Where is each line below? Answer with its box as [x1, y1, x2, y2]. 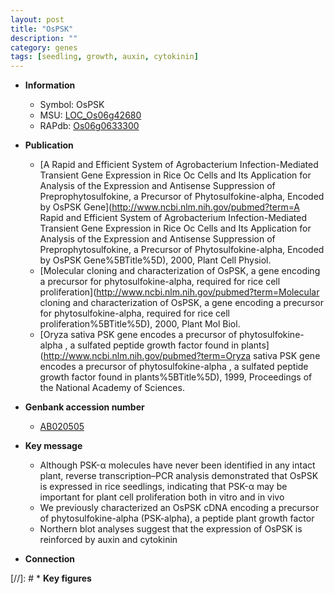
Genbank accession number [24, 401, 145, 413]
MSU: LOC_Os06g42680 [39, 109, 142, 121]
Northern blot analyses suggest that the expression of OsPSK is [39, 523, 303, 535]
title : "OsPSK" [10, 24, 74, 34]
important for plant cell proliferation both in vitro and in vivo [39, 491, 285, 503]
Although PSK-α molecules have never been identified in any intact [39, 459, 316, 471]
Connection [24, 553, 75, 565]
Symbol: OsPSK [39, 99, 105, 111]
